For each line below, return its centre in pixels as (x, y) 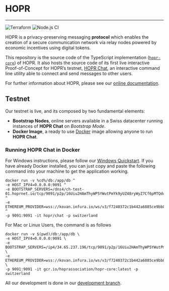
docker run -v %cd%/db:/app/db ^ (40, 181)
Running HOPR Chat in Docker (43, 150)
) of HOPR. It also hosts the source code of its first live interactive (82, 63)
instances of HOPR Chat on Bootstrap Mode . (59, 126)
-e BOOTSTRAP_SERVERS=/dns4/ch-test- (45, 189)
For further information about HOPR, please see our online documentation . (82, 83)
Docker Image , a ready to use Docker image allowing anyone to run (82, 131)
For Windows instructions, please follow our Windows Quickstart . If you (79, 161)
